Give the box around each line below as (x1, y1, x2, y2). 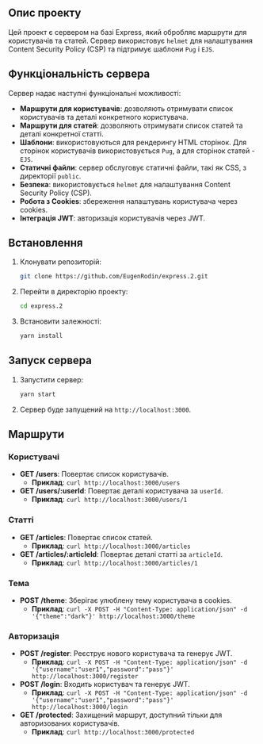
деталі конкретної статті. (19, 128, 105, 138)
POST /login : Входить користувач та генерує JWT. (19, 680, 190, 689)
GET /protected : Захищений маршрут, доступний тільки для (19, 710, 223, 720)
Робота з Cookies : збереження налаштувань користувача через (19, 196, 238, 205)
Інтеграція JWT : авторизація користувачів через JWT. (19, 213, 206, 223)
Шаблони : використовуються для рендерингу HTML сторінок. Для (19, 137, 247, 147)
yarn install (19, 332, 63, 340)
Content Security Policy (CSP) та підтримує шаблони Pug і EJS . (8, 44, 215, 54)
